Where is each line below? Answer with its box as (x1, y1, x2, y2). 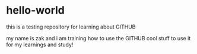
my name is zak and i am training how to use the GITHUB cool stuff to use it (6, 34, 191, 42)
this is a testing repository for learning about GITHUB (6, 23, 136, 30)
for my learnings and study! (6, 41, 74, 48)
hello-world (6, 4, 65, 17)
